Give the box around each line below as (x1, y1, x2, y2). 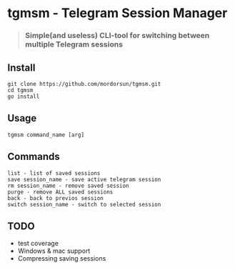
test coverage (17, 239, 59, 248)
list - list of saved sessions (7, 169, 101, 176)
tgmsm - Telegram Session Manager (7, 5, 228, 21)
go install (7, 93, 40, 100)
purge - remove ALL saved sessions (7, 188, 114, 196)
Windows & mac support (17, 246, 91, 255)
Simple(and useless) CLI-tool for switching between (24, 31, 210, 41)
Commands (7, 151, 61, 163)
